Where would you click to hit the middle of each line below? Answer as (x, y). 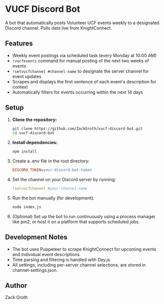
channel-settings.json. (35, 270)
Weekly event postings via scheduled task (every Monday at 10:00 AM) (84, 55)
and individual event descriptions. (47, 254)
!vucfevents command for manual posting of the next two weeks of (81, 61)
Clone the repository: (34, 119)
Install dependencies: (35, 143)
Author (16, 285)
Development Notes (36, 237)
